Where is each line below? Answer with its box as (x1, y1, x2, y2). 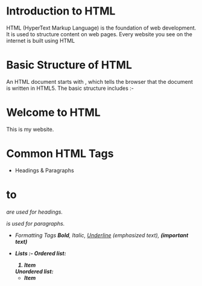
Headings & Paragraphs (14, 167, 74, 174)
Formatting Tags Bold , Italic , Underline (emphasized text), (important (14, 231, 189, 239)
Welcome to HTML (6, 106, 101, 119)
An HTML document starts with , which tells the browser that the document (6, 78, 193, 85)
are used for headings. (6, 208, 63, 215)
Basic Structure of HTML (6, 59, 133, 72)
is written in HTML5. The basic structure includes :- (6, 84, 134, 92)
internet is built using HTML (6, 37, 75, 44)
